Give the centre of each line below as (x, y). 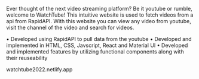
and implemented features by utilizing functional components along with (95, 52)
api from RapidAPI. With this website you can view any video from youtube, (99, 21)
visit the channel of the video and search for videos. (70, 27)
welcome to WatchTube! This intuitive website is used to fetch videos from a (100, 15)
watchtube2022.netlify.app (39, 69)
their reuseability (27, 58)
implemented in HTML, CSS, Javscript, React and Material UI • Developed (97, 45)
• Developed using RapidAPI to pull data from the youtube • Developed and (99, 39)
